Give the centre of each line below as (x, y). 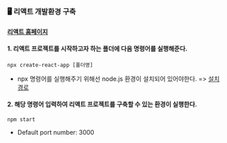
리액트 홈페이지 (28, 31)
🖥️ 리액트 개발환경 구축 (42, 11)
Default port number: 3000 (56, 132)
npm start (22, 120)
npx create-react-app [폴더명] (50, 65)
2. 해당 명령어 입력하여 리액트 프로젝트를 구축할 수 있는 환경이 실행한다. (102, 104)
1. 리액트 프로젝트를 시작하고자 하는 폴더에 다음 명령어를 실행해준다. (97, 49)
